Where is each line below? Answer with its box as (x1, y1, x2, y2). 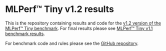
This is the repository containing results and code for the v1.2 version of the (5, 20, 161, 26)
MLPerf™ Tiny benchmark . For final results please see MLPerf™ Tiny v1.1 (5, 25, 153, 31)
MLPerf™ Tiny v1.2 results (5, 3, 114, 15)
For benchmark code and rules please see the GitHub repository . (5, 40, 139, 46)
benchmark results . (5, 30, 45, 36)
